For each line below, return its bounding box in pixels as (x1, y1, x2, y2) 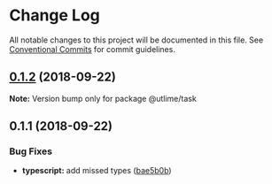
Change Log (9, 5, 100, 26)
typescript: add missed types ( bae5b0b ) (21, 165, 172, 176)
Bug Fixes (9, 145, 53, 157)
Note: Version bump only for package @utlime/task (9, 93, 197, 103)
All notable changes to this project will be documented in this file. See (9, 34, 264, 45)
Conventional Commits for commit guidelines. (9, 43, 175, 54)
